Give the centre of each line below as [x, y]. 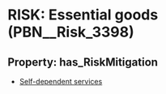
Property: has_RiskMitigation [83, 62]
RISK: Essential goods [83, 15]
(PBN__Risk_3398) [71, 32]
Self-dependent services [61, 81]
